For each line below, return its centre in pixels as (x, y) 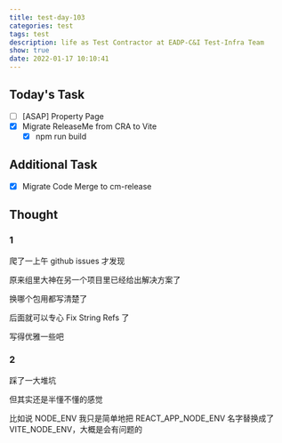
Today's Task (47, 95)
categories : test (41, 26)
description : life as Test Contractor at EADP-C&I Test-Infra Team (137, 42)
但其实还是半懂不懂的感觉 (56, 399)
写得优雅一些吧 (36, 336)
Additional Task (53, 165)
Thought (34, 215)
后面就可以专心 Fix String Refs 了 (69, 318)
